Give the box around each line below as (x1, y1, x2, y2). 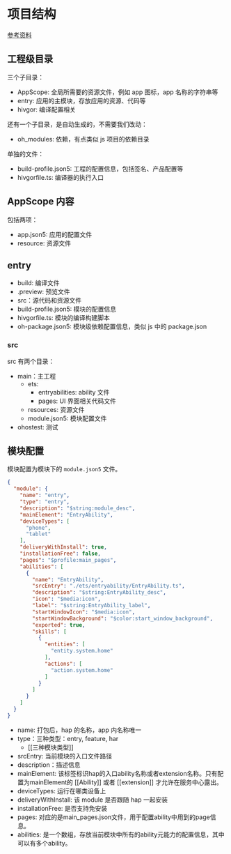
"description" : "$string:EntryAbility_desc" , (32, 589, 167, 596)
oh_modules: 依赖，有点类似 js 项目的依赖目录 (17, 135, 150, 143)
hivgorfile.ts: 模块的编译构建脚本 (17, 314, 110, 322)
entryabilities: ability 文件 (38, 388, 110, 396)
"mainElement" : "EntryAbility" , (19, 511, 113, 518)
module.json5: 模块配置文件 (27, 414, 107, 422)
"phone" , (25, 524, 51, 531)
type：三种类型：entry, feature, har (17, 734, 119, 742)
